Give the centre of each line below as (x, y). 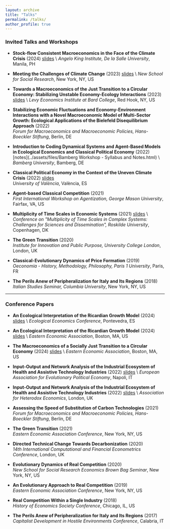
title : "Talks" (21, 15)
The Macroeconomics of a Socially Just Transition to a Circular (80, 346)
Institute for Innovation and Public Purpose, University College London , (87, 245)
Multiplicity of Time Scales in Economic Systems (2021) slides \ (80, 213)
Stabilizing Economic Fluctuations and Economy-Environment (79, 109)
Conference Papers (30, 304)
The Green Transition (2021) (42, 428)
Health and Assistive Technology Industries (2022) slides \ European (86, 372)
